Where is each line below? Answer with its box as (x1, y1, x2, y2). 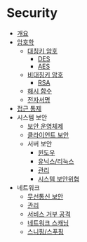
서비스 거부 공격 (27, 210, 71, 218)
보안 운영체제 (27, 122, 64, 130)
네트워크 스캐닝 (27, 218, 69, 227)
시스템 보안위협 (37, 174, 80, 183)
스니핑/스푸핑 (27, 227, 64, 236)
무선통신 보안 (27, 192, 64, 200)
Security (6, 5, 58, 21)
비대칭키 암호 (27, 70, 64, 79)
